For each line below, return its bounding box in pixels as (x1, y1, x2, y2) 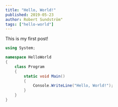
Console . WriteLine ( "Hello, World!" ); (32, 83, 114, 88)
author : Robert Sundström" (5, 17, 63, 22)
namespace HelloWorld (5, 55, 52, 60)
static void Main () (24, 73, 66, 79)
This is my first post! (5, 36, 49, 42)
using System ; (5, 45, 36, 51)
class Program (14, 64, 45, 69)
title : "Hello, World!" (5, 7, 56, 13)
